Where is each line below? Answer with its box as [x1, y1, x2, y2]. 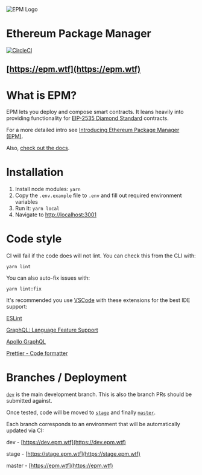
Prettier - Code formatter [6, 350, 68, 357]
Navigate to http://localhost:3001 [14, 211, 97, 218]
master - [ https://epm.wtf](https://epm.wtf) [6, 462, 113, 470]
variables [14, 198, 38, 206]
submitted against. [6, 397, 52, 404]
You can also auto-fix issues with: [6, 274, 90, 282]
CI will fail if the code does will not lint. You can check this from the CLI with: [6, 252, 196, 259]
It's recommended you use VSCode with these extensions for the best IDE [6, 297, 191, 304]
